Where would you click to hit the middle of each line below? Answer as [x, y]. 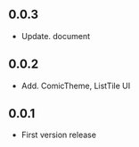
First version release [59, 135]
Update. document [56, 36]
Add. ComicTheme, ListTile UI [76, 86]
